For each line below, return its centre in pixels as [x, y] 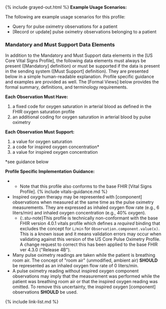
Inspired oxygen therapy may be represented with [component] [77, 197]
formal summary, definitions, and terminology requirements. [67, 87]
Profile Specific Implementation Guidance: [50, 172]
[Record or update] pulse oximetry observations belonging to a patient [84, 32]
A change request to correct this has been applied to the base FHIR [89, 245]
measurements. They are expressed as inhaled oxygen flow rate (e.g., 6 [86, 207]
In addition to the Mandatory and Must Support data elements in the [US [79, 55]
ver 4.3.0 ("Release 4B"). [45, 250]
